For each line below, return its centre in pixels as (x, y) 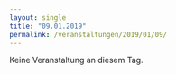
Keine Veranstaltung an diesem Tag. (76, 60)
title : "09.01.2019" (48, 26)
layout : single (38, 18)
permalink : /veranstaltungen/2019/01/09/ (88, 34)
